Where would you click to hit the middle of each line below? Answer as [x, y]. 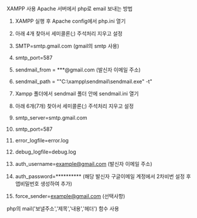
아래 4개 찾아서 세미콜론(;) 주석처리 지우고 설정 [69, 33]
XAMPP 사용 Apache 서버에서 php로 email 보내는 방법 [70, 8]
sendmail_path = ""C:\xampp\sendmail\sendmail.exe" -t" [84, 81]
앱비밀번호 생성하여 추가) [44, 184]
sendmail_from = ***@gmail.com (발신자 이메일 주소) [78, 70]
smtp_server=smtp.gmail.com [51, 118]
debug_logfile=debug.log [46, 152]
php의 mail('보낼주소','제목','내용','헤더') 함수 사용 [63, 209]
